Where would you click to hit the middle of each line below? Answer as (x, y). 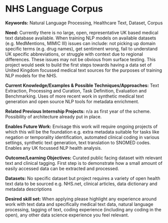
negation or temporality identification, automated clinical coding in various (82, 137)
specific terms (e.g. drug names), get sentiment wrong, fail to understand (81, 49)
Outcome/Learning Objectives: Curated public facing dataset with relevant (84, 158)
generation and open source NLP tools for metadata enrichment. (72, 101)
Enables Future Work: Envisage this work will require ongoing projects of (81, 126)
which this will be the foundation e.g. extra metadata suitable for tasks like (82, 131)
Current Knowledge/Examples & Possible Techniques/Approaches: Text (82, 85)
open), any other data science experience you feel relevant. (67, 215)
